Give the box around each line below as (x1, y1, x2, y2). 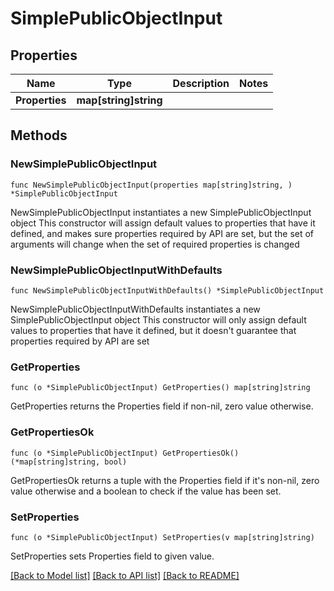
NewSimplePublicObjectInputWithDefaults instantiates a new (10, 303, 261, 315)
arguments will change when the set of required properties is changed (10, 238, 300, 250)
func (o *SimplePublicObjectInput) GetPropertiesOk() (10, 448, 240, 458)
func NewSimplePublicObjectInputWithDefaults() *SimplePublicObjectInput (10, 285, 325, 296)
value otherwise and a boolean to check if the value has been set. (10, 485, 282, 497)
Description (172, 77, 230, 90)
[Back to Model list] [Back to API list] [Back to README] (10, 569, 240, 581)
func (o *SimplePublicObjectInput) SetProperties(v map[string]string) (10, 532, 315, 542)
